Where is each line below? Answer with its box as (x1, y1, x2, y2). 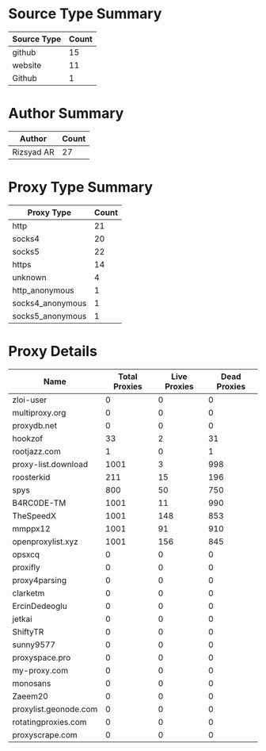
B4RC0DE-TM (12, 497, 66, 508)
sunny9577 (12, 639, 56, 650)
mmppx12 (12, 523, 51, 534)
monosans (12, 677, 51, 688)
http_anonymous (12, 285, 74, 296)
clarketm (12, 588, 45, 599)
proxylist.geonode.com (12, 703, 98, 715)
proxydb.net (12, 420, 58, 431)
